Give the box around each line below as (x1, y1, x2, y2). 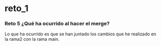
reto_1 (4, 3, 29, 14)
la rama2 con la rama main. (4, 36, 60, 42)
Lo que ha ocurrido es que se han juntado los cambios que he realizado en (4, 31, 157, 37)
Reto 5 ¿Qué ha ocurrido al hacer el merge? (4, 20, 110, 27)
